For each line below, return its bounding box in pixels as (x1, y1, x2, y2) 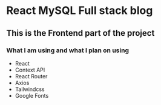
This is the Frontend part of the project (6, 28, 155, 38)
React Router (15, 72, 48, 80)
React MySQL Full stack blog (6, 4, 153, 18)
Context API (15, 66, 45, 73)
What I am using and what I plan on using (6, 46, 129, 55)
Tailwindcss (15, 86, 45, 93)
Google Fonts (15, 92, 49, 99)
